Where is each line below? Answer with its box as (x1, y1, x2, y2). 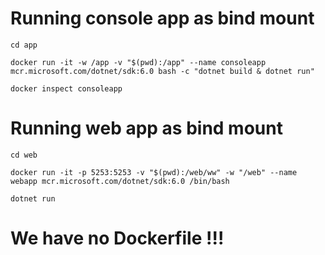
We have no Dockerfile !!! (10, 227, 225, 250)
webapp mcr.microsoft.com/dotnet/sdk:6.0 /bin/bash (10, 176, 230, 186)
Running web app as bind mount (10, 117, 283, 140)
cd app (10, 40, 38, 50)
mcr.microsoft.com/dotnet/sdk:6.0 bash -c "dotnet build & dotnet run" (10, 66, 315, 76)
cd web (10, 150, 38, 160)
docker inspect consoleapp (10, 83, 123, 94)
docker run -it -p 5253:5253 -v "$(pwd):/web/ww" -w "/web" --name (10, 167, 298, 177)
